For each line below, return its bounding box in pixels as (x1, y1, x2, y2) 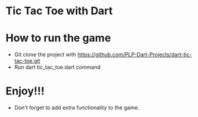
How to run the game (5, 31, 112, 45)
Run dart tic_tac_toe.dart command (14, 64, 101, 71)
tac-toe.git (14, 58, 41, 65)
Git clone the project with (14, 51, 77, 58)
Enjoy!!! (5, 84, 45, 98)
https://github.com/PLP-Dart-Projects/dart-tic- (77, 51, 192, 58)
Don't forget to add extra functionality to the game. (14, 104, 140, 111)
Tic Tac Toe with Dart (5, 4, 113, 18)
